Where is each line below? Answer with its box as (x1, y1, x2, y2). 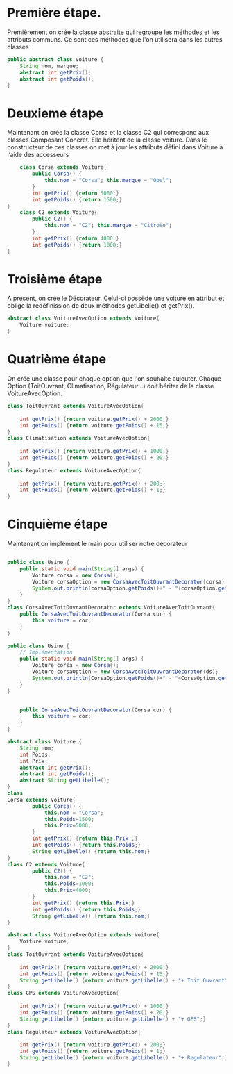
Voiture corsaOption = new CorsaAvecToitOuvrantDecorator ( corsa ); (32, 578, 228, 585)
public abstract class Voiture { (7, 56, 104, 63)
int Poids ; (19, 751, 51, 758)
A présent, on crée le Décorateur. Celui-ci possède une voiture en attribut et (7, 294, 225, 303)
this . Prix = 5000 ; (44, 822, 92, 829)
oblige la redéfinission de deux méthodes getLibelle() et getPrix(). (7, 301, 195, 310)
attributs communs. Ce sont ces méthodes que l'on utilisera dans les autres (7, 35, 223, 43)
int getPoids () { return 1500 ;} (32, 196, 123, 203)
